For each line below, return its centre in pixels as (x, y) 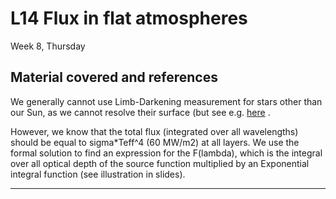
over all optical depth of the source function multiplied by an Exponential (160, 163)
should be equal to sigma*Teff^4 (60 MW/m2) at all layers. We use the (155, 142)
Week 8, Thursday (48, 46)
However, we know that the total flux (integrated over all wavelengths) (154, 131)
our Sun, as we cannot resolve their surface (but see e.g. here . (140, 112)
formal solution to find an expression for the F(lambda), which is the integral (166, 153)
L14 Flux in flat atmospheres (129, 18)
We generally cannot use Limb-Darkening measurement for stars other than (166, 101)
